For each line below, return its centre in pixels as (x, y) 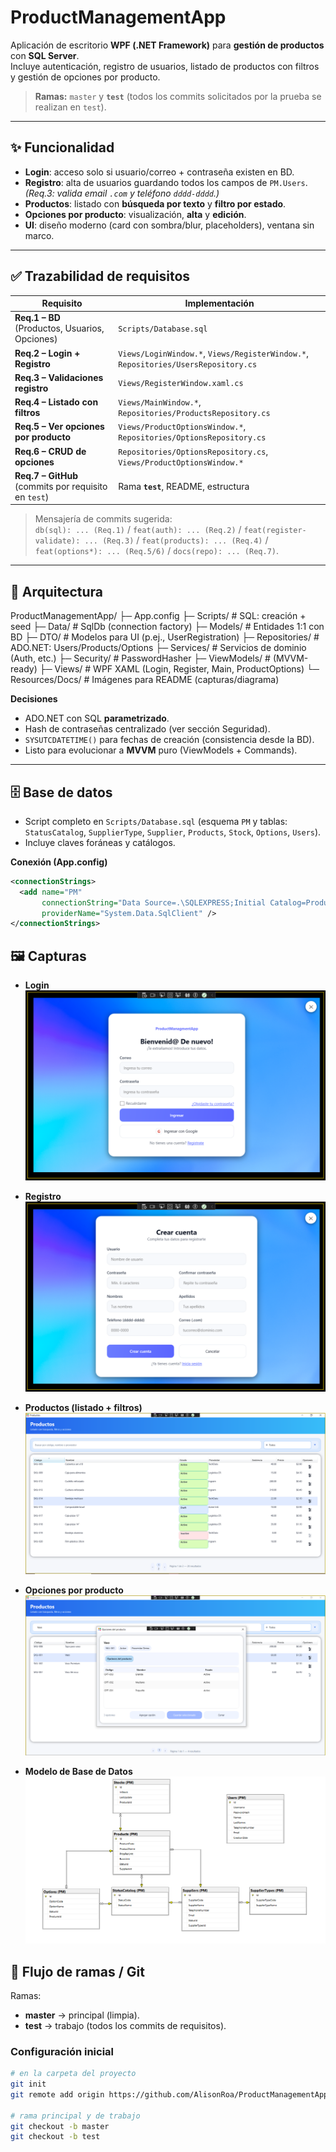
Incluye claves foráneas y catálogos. (100, 842)
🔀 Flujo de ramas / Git (77, 1971)
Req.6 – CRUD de (50, 451)
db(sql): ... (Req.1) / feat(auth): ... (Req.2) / (138, 530)
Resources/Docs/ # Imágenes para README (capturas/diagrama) (145, 680)
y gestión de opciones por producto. (85, 77)
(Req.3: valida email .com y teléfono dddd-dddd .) (122, 193)
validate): (57, 541)
